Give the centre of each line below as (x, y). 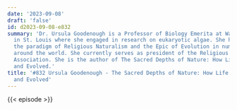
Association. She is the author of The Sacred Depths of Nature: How (118, 60)
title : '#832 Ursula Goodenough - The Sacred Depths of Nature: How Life (118, 73)
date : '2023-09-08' (36, 14)
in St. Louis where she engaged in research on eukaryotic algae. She (120, 40)
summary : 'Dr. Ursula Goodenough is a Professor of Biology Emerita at (115, 33)
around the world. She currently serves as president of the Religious (121, 54)
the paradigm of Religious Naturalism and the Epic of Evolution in (116, 47)
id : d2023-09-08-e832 (39, 27)
